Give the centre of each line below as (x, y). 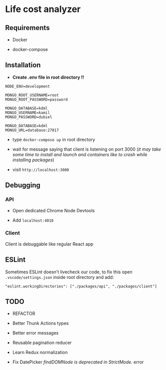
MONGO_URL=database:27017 (32, 130)
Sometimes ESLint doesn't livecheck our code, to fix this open (69, 272)
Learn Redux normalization (40, 352)
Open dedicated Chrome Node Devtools (54, 210)
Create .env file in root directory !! (48, 77)
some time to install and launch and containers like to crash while (80, 154)
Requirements (27, 28)
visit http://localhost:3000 (41, 169)
